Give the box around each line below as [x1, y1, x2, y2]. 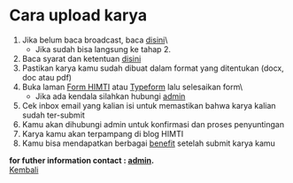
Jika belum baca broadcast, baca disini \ [21, 34, 168, 45]
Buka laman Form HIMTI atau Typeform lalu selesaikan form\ [21, 81, 243, 92]
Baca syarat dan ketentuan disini [21, 53, 142, 64]
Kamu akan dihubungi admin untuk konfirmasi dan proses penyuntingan [21, 118, 285, 129]
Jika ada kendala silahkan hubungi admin [35, 90, 186, 102]
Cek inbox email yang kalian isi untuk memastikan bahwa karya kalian [21, 100, 276, 111]
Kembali [9, 164, 39, 175]
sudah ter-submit [21, 110, 86, 120]
